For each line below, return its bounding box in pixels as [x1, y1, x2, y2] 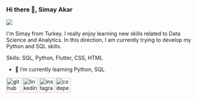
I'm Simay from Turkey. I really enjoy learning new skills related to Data [6, 30, 181, 38]
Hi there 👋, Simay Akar [6, 5, 73, 14]
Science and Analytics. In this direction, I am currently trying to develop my [6, 36, 192, 44]
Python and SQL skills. [6, 43, 62, 50]
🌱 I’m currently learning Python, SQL [14, 66, 105, 73]
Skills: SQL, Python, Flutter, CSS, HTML [6, 54, 103, 61]
